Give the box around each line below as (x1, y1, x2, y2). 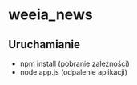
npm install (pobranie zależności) (19, 59, 130, 68)
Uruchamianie (8, 38, 80, 51)
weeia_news (8, 6, 94, 24)
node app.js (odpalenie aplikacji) (19, 67, 128, 77)
